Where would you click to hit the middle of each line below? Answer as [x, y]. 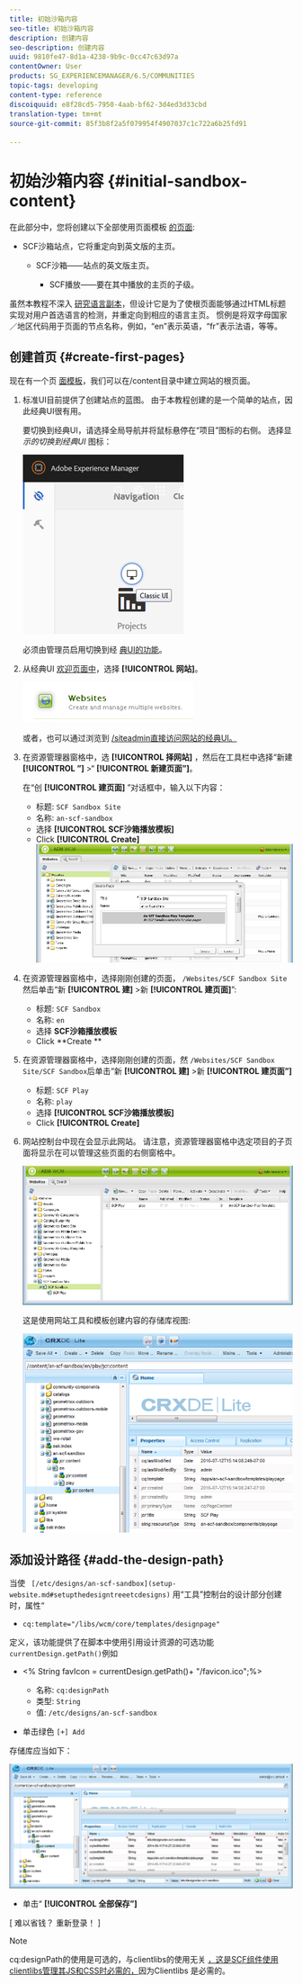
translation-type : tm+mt [56, 114]
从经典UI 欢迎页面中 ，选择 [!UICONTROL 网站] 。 [112, 668]
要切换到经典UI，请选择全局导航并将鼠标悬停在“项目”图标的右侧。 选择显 [157, 430]
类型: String [58, 1701]
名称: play [54, 1102]
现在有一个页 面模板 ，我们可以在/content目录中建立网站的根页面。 [133, 380]
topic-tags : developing [54, 86]
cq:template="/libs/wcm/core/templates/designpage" [121, 1625]
